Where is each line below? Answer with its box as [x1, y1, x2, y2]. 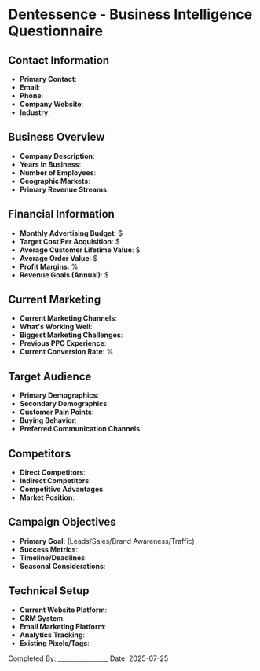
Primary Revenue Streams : [19, 185, 109, 194]
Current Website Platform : [19, 605, 108, 614]
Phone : [19, 91, 44, 100]
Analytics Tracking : [19, 630, 85, 640]
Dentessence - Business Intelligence [8, 5, 253, 24]
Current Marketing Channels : [19, 313, 118, 323]
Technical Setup [8, 584, 90, 598]
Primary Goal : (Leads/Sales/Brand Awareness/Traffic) [19, 536, 195, 545]
